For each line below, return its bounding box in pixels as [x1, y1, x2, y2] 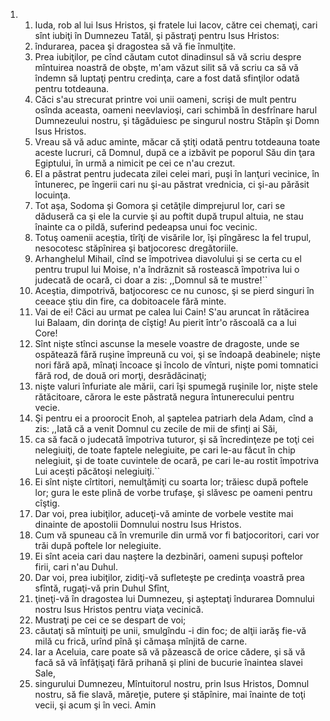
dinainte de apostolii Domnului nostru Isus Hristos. [34, 519, 242, 530]
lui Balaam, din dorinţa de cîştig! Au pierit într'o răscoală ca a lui [34, 317, 297, 328]
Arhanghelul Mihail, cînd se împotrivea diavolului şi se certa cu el [34, 253, 302, 264]
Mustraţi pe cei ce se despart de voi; [34, 614, 187, 626]
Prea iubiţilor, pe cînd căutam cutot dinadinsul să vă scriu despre [34, 51, 302, 63]
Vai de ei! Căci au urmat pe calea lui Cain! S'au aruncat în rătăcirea [34, 306, 310, 318]
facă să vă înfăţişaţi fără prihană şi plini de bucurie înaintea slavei [34, 657, 303, 668]
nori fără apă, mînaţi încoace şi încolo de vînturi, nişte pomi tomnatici [34, 359, 319, 371]
